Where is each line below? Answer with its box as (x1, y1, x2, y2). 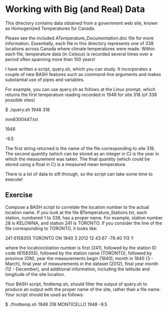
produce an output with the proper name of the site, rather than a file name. (5, 286, 161, 292)
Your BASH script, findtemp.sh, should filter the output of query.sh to (5, 281, 147, 287)
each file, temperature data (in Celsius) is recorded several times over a (5, 51, 152, 57)
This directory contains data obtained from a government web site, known (5, 20, 158, 26)
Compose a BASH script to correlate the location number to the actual (5, 204, 149, 210)
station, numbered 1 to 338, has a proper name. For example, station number (5, 214, 163, 220)
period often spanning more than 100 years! (5, 56, 95, 62)
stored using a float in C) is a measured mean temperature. (5, 161, 126, 167)
